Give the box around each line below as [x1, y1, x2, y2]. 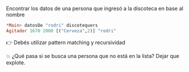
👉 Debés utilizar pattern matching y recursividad [6, 39, 126, 46]
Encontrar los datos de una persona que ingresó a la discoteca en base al [6, 5, 183, 12]
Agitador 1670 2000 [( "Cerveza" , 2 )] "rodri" [6, 28, 116, 34]
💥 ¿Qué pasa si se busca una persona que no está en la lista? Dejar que [6, 52, 180, 59]
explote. [6, 59, 26, 66]
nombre [6, 11, 25, 18]
